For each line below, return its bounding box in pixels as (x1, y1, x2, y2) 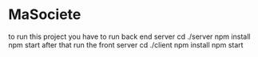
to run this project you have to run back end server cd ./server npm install (8, 32, 251, 41)
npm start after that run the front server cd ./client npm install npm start (8, 40, 244, 49)
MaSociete (8, 6, 81, 24)
